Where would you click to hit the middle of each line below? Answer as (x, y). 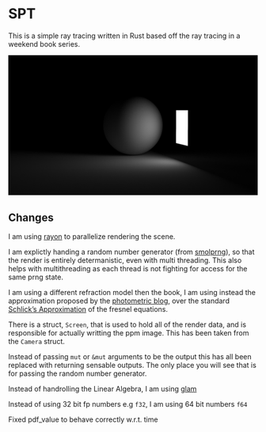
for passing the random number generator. (78, 373)
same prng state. (36, 277)
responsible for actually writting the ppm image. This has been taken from (129, 333)
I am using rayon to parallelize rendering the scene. (92, 237)
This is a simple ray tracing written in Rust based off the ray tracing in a (124, 36)
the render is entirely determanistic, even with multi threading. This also (125, 260)
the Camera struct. (36, 342)
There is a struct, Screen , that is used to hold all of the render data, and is (127, 324)
